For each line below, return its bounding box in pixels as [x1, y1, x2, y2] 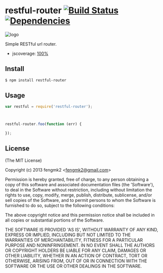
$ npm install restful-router [5, 77, 67, 83]
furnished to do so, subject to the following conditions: [5, 202, 115, 208]
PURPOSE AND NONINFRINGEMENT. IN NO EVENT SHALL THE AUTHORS [5, 242, 155, 248]
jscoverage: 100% [12, 50, 49, 56]
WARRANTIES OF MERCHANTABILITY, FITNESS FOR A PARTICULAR [5, 237, 143, 243]
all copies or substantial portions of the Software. [5, 217, 104, 223]
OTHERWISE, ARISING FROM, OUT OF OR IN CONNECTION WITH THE [5, 258, 147, 264]
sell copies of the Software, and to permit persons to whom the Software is [5, 197, 156, 203]
